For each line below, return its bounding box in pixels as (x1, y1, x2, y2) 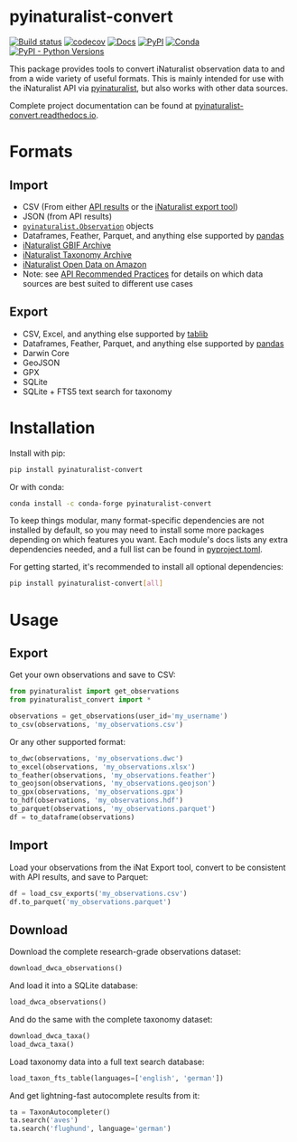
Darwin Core (22, 347, 70, 358)
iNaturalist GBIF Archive (22, 240, 111, 250)
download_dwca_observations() (9, 964, 124, 973)
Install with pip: (9, 448, 66, 458)
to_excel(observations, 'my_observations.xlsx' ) (9, 762, 196, 771)
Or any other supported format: (9, 736, 126, 747)
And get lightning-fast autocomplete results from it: (9, 1090, 200, 1100)
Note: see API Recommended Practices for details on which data (22, 269, 264, 279)
